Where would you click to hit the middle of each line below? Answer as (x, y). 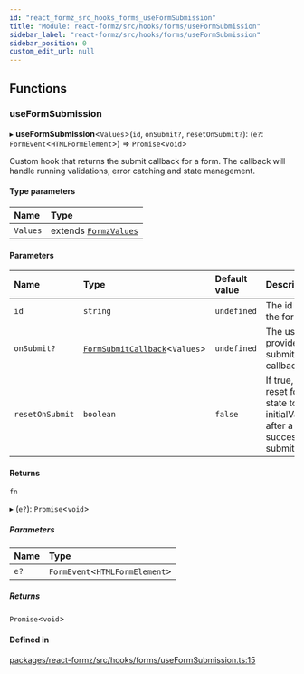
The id (279, 306)
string (97, 311)
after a (280, 425)
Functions (38, 88)
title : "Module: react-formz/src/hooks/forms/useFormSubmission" (135, 26)
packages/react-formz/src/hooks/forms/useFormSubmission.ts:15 (133, 659)
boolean (99, 415)
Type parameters (43, 191)
